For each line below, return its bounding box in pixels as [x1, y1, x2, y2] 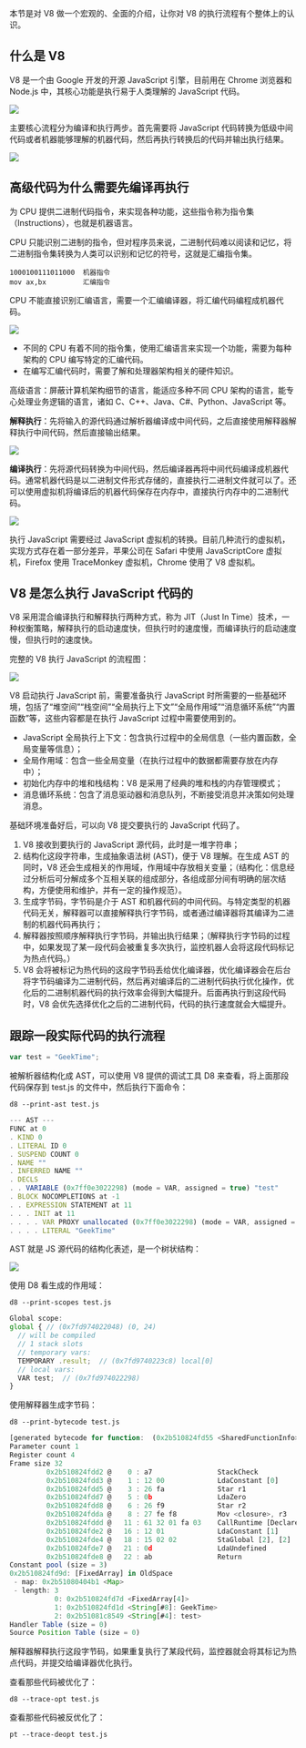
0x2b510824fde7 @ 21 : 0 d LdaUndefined [46, 1543, 267, 1553]
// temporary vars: [17, 1347, 92, 1357]
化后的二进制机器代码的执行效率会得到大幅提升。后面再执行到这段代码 [22, 987, 287, 998]
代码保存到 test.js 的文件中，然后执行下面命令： [9, 1082, 189, 1093]
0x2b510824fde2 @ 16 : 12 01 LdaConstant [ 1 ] [46, 1527, 280, 1536]
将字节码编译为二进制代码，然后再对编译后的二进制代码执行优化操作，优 [22, 976, 294, 986]
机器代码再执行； [38, 919, 103, 930]
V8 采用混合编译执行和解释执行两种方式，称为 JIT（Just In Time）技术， [9, 611, 282, 622]
